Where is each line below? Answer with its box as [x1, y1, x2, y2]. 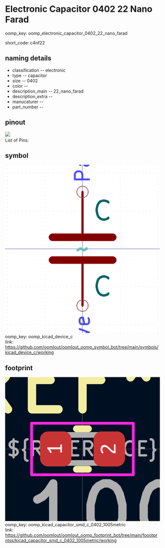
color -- [12, 83, 28, 89]
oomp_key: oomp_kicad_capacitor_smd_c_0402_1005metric [5, 522, 126, 528]
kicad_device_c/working [5, 349, 54, 356]
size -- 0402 [12, 77, 38, 83]
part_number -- [12, 104, 44, 110]
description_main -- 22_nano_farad [12, 88, 83, 94]
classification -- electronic [12, 67, 66, 73]
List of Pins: [5, 137, 29, 143]
